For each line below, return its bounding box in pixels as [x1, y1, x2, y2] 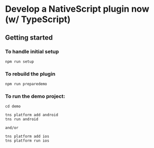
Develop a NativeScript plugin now [5, 3, 150, 15]
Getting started [5, 33, 53, 42]
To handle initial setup [5, 48, 59, 55]
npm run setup [5, 59, 34, 64]
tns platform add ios [5, 134, 50, 139]
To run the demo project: [5, 93, 65, 100]
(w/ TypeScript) [5, 14, 71, 25]
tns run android [5, 117, 38, 122]
